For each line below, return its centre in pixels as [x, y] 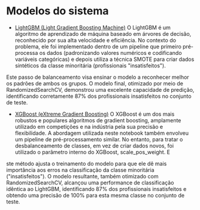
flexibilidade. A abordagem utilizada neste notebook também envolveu [102, 133]
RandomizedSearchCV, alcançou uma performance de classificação [90, 183]
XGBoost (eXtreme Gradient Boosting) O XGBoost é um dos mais [95, 114]
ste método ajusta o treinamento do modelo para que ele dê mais [87, 163]
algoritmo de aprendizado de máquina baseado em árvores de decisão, [103, 33]
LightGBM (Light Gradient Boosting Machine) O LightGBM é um [93, 27]
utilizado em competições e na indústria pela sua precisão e [89, 126]
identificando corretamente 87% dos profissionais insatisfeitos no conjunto [99, 96]
